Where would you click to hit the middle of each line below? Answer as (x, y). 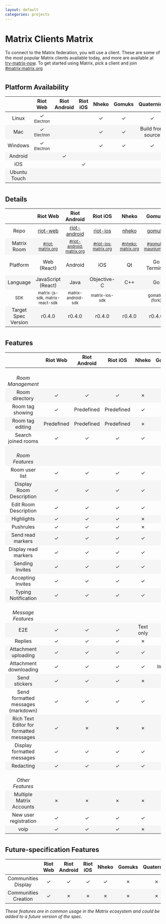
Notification (23, 598)
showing (23, 413)
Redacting (23, 766)
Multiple (23, 794)
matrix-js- (48, 293)
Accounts (23, 806)
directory (23, 398)
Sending (23, 563)
